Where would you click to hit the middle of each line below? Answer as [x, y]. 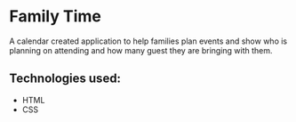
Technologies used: [65, 79]
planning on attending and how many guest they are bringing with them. [141, 50]
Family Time [56, 16]
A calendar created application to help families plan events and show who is [148, 41]
